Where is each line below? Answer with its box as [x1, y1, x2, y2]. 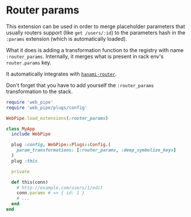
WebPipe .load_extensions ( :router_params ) [6, 115, 109, 121]
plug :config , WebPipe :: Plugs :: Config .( [11, 142, 111, 148]
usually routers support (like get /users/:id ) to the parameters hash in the [6, 29, 186, 36]
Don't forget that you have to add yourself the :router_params [6, 81, 154, 88]
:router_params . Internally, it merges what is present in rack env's [6, 53, 164, 60]
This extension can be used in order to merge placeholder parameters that [6, 23, 185, 30]
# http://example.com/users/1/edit [16, 185, 103, 191]
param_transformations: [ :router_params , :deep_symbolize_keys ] [16, 147, 176, 153]
